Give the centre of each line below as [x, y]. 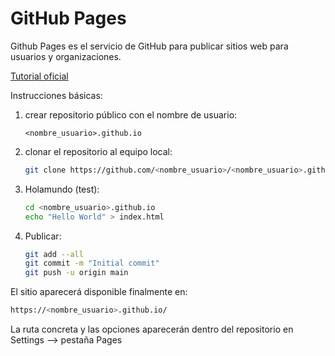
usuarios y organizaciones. [66, 56]
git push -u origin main [76, 273]
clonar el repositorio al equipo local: [98, 151]
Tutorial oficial [39, 76]
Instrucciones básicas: [56, 95]
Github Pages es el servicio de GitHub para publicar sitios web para [149, 46]
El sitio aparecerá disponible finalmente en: [99, 292]
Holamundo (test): [62, 189]
